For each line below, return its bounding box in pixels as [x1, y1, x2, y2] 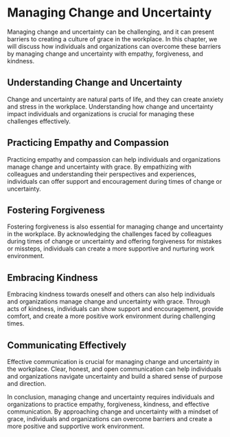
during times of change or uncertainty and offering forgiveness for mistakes [7, 237, 222, 246]
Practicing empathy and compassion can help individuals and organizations [7, 155, 221, 163]
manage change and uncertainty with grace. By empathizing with [7, 162, 192, 171]
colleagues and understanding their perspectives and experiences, [7, 170, 197, 178]
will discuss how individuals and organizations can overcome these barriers [7, 42, 221, 50]
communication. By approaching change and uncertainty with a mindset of [7, 407, 218, 416]
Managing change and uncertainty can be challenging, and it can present [7, 28, 215, 36]
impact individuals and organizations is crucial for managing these [7, 109, 194, 118]
